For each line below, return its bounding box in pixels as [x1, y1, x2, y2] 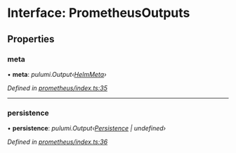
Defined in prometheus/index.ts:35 [7, 83, 107, 92]
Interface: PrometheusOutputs [7, 5, 190, 21]
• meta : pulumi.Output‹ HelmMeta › [7, 70, 107, 78]
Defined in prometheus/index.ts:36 [7, 137, 108, 146]
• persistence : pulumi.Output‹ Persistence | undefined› [7, 124, 166, 133]
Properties [7, 33, 55, 45]
